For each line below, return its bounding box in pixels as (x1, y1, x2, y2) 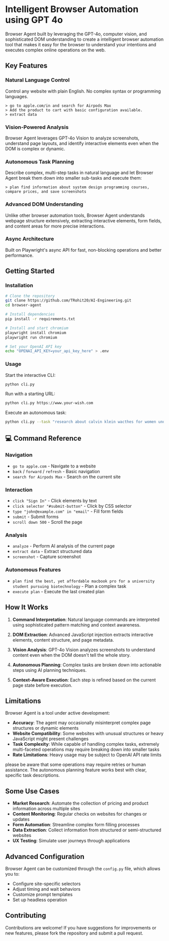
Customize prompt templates (12, 892, 73, 897)
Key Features (5, 61, 48, 70)
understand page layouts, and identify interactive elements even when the (5, 140, 159, 146)
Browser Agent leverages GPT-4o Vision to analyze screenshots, (5, 135, 140, 141)
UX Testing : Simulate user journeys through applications (12, 838, 130, 844)
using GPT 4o (5, 14, 63, 26)
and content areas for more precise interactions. (5, 223, 106, 229)
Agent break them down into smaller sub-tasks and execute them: (5, 175, 142, 181)
